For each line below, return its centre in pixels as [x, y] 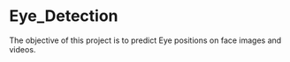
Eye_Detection [64, 16]
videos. [23, 49]
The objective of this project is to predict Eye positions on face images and [145, 40]
